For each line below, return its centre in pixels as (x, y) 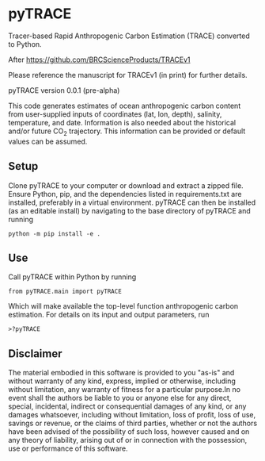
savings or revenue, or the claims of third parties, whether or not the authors (133, 423)
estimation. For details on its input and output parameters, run (109, 315)
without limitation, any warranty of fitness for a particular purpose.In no (125, 390)
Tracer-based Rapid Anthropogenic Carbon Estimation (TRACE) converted (129, 36)
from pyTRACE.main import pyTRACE (65, 292)
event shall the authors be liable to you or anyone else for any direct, (120, 398)
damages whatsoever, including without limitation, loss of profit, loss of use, (132, 415)
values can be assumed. (48, 141)
